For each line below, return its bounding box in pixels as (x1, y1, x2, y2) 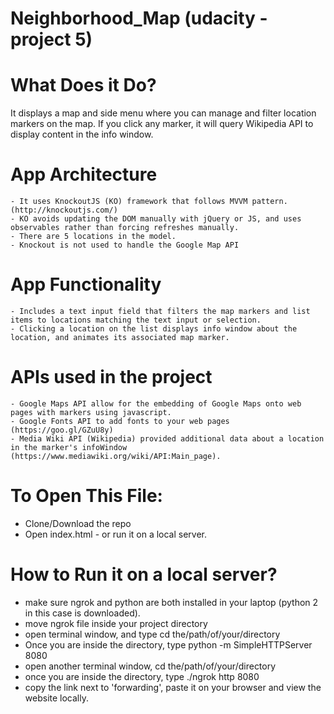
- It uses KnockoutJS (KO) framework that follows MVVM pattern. (10, 197, 288, 207)
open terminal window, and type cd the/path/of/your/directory (24, 628, 281, 640)
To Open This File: (10, 485, 163, 507)
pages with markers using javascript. (10, 407, 172, 417)
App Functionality (10, 273, 162, 296)
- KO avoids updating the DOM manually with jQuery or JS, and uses (10, 214, 302, 224)
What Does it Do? (10, 74, 157, 97)
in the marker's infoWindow (10, 442, 128, 452)
